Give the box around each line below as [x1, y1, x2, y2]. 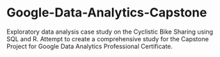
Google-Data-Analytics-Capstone [6, 5, 207, 21]
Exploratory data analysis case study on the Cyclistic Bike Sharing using [6, 27, 214, 36]
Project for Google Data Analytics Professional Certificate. [6, 42, 173, 50]
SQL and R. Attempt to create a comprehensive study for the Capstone [6, 34, 210, 43]
